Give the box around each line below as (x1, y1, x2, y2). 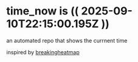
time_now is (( (6, 4, 79, 18)
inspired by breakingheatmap (6, 48, 80, 55)
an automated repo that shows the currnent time (6, 37, 128, 44)
